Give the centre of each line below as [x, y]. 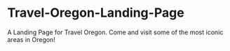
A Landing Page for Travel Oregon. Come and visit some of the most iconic [115, 32]
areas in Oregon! [32, 39]
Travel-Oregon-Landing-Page [96, 13]
